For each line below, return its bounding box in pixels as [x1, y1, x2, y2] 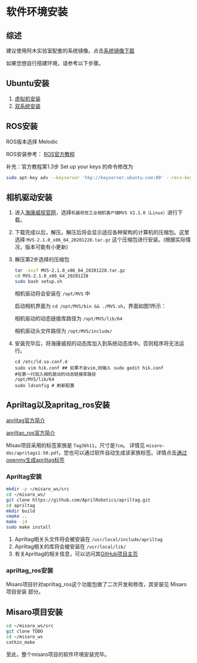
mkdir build [6, 508, 35, 514]
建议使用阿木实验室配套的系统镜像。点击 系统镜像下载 [6, 48, 135, 54]
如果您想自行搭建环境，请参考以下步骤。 [6, 60, 104, 66]
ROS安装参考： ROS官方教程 [6, 150, 75, 157]
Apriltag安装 [6, 472, 42, 481]
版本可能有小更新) [25, 243, 69, 251]
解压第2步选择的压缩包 [14, 256, 70, 263]
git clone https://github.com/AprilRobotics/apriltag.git [6, 497, 151, 503]
